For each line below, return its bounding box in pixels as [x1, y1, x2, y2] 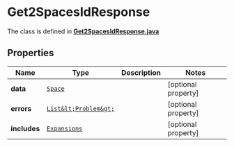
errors [10, 103, 32, 113]
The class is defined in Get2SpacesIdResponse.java [7, 27, 159, 35]
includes [10, 123, 40, 133]
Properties [7, 47, 54, 59]
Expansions [46, 124, 83, 132]
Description [121, 67, 162, 77]
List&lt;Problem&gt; [46, 105, 115, 112]
